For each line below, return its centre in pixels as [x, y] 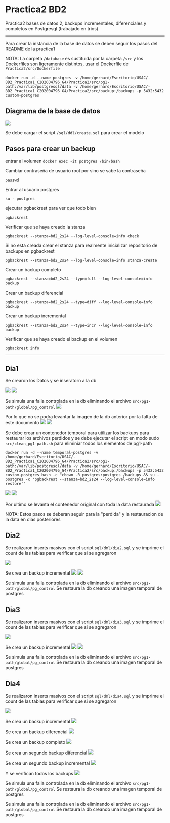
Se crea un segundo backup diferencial [46, 753]
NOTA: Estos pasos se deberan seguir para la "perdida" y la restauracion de [84, 514]
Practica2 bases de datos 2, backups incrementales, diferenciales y [76, 23]
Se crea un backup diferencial [36, 732]
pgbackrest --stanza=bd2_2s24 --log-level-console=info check [72, 236]
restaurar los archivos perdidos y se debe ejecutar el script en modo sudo [82, 438]
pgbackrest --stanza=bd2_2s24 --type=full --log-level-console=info [79, 279]
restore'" [16, 484]
